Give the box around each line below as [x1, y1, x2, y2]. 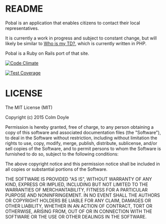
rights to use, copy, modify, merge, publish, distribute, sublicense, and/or [5, 140, 157, 146]
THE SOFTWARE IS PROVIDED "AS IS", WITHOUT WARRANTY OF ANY [5, 176, 152, 182]
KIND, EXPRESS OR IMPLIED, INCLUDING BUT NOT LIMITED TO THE [5, 181, 148, 188]
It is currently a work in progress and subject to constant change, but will [5, 35, 157, 41]
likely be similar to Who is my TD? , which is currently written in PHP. [5, 40, 147, 46]
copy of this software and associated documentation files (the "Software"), [5, 129, 161, 135]
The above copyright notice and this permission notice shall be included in [5, 161, 160, 167]
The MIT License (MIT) [5, 104, 53, 110]
